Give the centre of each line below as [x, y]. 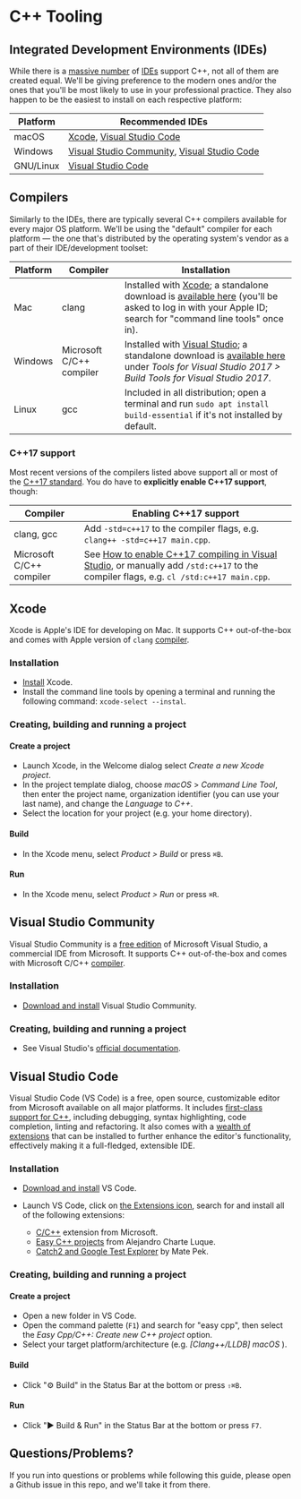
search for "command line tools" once [204, 318]
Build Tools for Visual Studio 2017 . [198, 378]
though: [24, 492]
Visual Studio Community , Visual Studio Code [164, 151]
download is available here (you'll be [201, 296]
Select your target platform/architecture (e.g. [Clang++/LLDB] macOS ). [155, 1344]
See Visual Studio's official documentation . [101, 1049]
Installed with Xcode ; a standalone [196, 285]
